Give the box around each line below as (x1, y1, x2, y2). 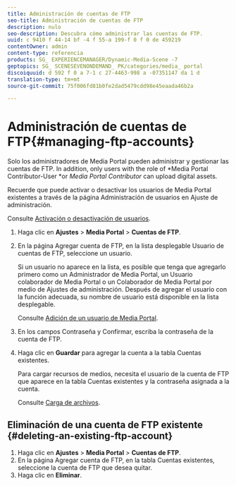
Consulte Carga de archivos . (17, 399, 101, 407)
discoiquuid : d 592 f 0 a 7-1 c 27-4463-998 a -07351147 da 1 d (7, 69, 200, 76)
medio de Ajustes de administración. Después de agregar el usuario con (17, 285, 228, 294)
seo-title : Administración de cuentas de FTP (7, 17, 143, 24)
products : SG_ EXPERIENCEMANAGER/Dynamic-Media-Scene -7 (7, 56, 178, 63)
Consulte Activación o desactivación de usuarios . (7, 214, 151, 223)
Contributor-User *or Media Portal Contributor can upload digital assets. (7, 172, 218, 180)
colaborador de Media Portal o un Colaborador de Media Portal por (17, 278, 213, 286)
